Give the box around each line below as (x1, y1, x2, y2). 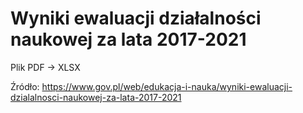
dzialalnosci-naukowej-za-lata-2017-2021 (10, 91, 182, 103)
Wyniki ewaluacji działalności (10, 7, 262, 30)
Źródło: (10, 80, 40, 92)
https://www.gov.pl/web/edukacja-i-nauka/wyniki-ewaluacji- (41, 80, 293, 92)
